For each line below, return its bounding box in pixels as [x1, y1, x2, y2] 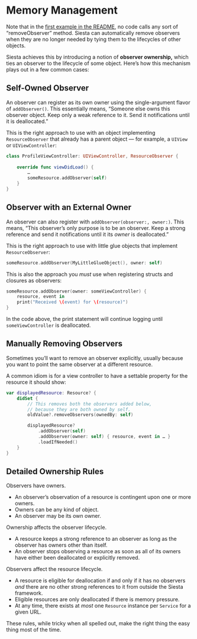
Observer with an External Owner [6, 202, 132, 213]
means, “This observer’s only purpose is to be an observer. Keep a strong [6, 224, 186, 231]
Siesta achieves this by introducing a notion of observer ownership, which [6, 53, 189, 60]
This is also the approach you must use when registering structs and [6, 270, 173, 278]
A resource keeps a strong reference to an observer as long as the [14, 536, 177, 543]
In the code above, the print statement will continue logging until [6, 316, 163, 323]
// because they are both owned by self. [27, 406, 131, 413]
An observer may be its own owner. [14, 513, 102, 520]
